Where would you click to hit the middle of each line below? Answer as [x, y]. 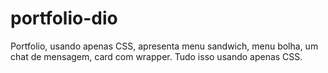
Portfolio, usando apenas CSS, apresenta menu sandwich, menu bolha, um [164, 46]
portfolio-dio [64, 18]
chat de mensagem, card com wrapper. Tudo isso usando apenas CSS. [156, 56]
